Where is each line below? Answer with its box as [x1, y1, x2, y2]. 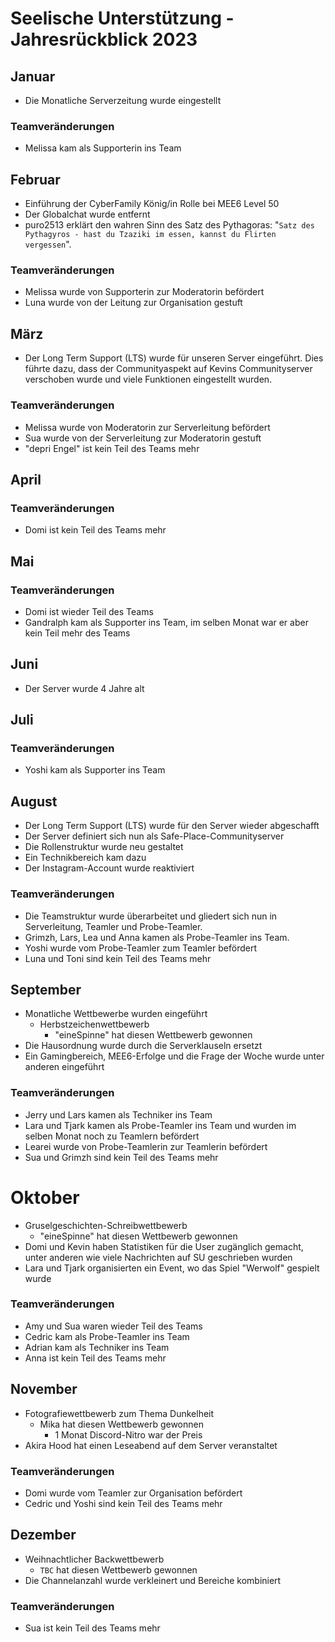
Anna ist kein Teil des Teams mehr [24, 1352, 167, 1364]
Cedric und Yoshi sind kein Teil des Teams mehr [24, 1497, 223, 1509]
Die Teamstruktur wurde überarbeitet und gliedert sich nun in [24, 910, 278, 922]
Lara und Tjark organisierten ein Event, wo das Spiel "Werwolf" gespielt [24, 1262, 320, 1274]
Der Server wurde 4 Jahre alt [24, 682, 145, 694]
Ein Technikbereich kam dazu [24, 852, 147, 864]
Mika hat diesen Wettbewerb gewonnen [39, 1418, 204, 1430]
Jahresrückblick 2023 [10, 28, 198, 51]
